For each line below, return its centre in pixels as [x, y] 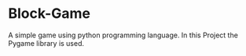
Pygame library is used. [46, 43]
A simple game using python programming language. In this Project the [123, 35]
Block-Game [49, 14]
